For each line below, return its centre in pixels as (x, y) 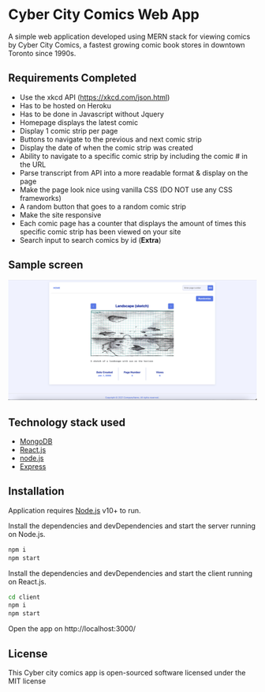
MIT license (27, 681)
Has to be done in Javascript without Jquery (91, 114)
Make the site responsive (60, 214)
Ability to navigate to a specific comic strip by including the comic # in (134, 156)
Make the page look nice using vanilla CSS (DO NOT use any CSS (126, 189)
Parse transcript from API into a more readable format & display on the (134, 172)
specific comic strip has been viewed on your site (100, 232)
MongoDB (36, 441)
